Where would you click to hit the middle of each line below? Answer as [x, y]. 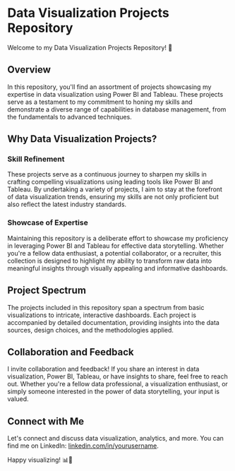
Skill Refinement [36, 159]
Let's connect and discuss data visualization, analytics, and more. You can [116, 439]
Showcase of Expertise [48, 222]
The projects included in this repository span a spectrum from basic [106, 307]
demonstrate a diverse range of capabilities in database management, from [117, 109]
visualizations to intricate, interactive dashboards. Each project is [102, 315]
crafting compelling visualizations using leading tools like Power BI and [110, 182]
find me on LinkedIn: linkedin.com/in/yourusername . [83, 446]
